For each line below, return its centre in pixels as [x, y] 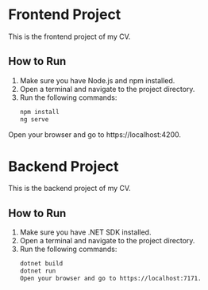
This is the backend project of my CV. [69, 189]
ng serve [34, 119]
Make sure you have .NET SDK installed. [85, 232]
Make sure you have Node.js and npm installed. [97, 80]
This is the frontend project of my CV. [69, 36]
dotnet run [38, 271]
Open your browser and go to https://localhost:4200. [94, 134]
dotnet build [41, 264]
